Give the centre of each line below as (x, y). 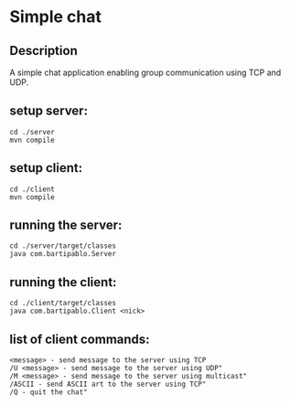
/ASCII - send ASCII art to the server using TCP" (108, 385)
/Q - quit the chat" (49, 392)
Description (43, 51)
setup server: (49, 111)
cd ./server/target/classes (63, 246)
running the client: (63, 282)
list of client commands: (80, 339)
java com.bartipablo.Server (63, 254)
